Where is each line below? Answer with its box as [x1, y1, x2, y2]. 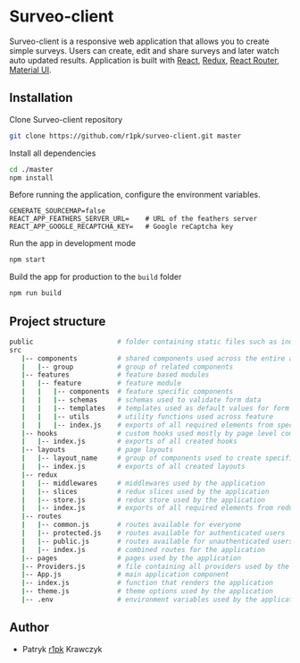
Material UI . [9, 64, 52, 75]
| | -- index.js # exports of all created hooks [21, 437, 238, 446]
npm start [9, 255, 46, 265]
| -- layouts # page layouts [21, 446, 174, 455]
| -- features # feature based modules [21, 370, 210, 379]
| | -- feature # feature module [21, 378, 181, 388]
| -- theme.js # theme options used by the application [21, 587, 274, 596]
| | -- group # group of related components [21, 362, 234, 371]
